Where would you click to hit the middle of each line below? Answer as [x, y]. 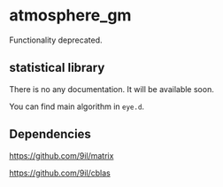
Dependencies [50, 134]
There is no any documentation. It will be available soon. [111, 89]
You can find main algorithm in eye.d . [77, 106]
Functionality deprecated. [56, 40]
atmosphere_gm [70, 16]
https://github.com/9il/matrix [62, 155]
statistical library [57, 68]
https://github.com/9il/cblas [60, 173]
